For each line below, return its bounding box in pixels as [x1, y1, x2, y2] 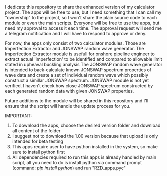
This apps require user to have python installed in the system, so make [12, 144, 158, 149]
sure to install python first [12, 149, 65, 155]
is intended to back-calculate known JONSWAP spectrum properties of [5, 67, 152, 73]
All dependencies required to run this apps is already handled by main [12, 154, 156, 160]
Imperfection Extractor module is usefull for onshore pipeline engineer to [5, 51, 155, 57]
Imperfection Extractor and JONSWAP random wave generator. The [5, 46, 144, 51]
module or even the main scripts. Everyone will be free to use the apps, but [5, 20, 160, 26]
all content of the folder [12, 128, 61, 134]
